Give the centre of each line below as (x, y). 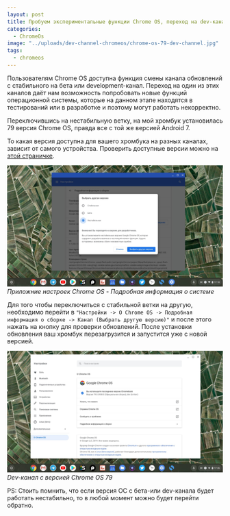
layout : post (26, 14)
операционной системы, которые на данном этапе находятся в (100, 100)
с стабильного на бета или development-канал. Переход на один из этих (113, 85)
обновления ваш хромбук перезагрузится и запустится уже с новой (107, 334)
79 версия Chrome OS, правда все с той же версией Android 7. (99, 127)
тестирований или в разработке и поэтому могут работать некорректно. (114, 107)
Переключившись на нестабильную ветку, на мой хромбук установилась (115, 121)
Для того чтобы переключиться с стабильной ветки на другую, (100, 305)
